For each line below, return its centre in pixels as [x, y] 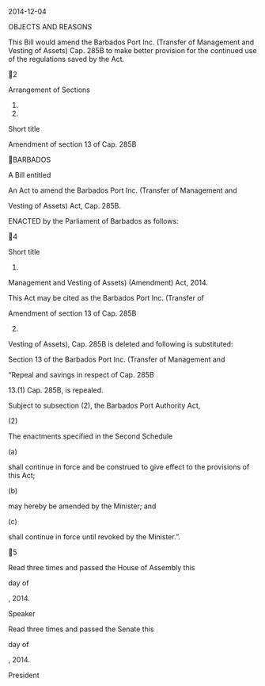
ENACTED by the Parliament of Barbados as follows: [94, 221]
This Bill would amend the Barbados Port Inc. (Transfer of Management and [131, 42]
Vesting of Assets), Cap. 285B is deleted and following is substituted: [121, 344]
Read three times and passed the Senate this [81, 629]
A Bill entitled [30, 175]
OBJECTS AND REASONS [50, 27]
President [24, 675]
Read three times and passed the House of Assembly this [102, 567]
